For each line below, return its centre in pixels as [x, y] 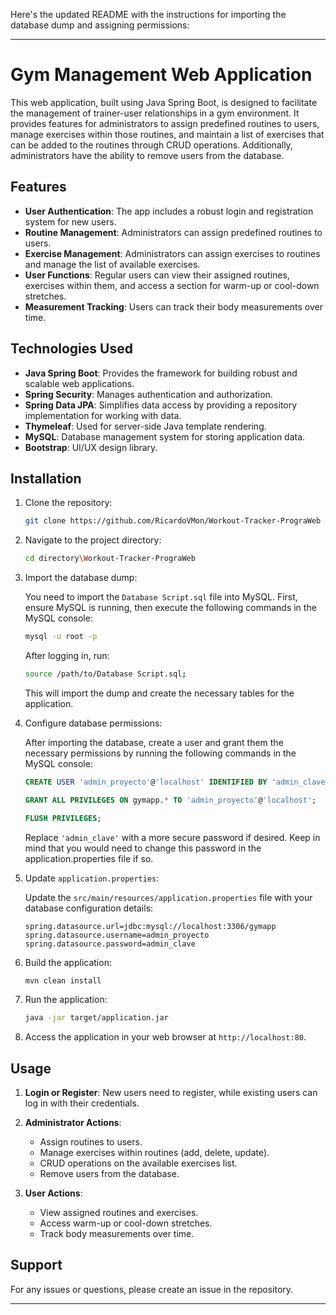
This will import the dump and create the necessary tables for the [159, 693]
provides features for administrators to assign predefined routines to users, [165, 123]
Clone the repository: [68, 503]
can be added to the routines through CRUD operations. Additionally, [151, 145]
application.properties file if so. [89, 858]
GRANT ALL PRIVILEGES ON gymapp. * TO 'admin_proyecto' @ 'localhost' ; [170, 800]
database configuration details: [89, 908]
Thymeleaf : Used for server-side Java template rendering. [145, 426]
